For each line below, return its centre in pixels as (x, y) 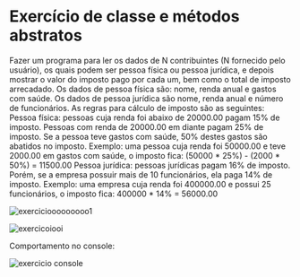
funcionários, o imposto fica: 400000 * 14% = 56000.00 (114, 194)
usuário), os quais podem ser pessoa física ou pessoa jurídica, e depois (142, 70)
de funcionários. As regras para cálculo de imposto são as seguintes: (137, 108)
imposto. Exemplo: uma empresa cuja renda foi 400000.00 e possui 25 (140, 184)
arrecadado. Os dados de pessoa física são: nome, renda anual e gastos (143, 89)
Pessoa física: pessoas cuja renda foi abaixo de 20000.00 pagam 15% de (145, 117)
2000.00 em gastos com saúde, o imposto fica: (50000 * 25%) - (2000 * (145, 155)
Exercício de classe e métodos (124, 17)
